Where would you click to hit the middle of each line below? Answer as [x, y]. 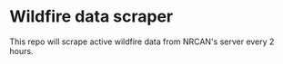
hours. [21, 50]
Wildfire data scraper [91, 17]
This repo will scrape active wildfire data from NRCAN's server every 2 [142, 41]
